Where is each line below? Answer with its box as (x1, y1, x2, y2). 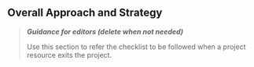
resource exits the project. (26, 50, 112, 59)
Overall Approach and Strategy (7, 6, 163, 19)
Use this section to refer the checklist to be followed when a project (26, 42, 246, 51)
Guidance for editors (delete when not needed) (26, 26, 184, 36)
